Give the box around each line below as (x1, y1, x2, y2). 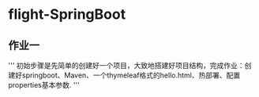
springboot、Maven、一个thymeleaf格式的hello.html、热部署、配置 (21, 70, 241, 80)
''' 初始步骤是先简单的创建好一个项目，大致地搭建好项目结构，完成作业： (8, 61, 245, 70)
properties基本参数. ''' (8, 81, 81, 89)
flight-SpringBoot (8, 5, 126, 23)
